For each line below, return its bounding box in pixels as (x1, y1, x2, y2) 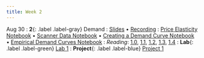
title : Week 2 (6, 8, 43, 15)
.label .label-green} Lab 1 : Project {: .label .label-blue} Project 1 (6, 45, 164, 52)
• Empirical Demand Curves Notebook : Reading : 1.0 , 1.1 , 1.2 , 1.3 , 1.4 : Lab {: (6, 38, 194, 45)
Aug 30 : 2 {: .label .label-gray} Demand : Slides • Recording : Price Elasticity (6, 25, 198, 33)
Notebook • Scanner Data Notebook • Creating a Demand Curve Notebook (6, 31, 195, 39)
